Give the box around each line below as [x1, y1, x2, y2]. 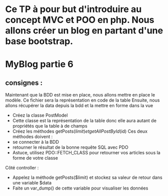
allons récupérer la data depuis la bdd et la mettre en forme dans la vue [5, 103, 153, 109]
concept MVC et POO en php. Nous [5, 14, 154, 26]
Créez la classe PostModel [12, 112, 68, 119]
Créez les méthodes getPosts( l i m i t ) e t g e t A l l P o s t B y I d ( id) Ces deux [12, 128, 148, 134]
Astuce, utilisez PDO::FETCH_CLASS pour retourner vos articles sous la [12, 150, 161, 156]
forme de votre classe [12, 155, 58, 161]
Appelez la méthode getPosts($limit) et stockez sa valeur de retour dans [12, 174, 162, 180]
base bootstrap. [5, 36, 73, 47]
